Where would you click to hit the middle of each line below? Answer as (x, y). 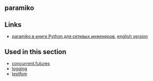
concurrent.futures (31, 63)
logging (19, 69)
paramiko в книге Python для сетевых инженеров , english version (80, 37)
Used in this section (36, 51)
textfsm (19, 74)
